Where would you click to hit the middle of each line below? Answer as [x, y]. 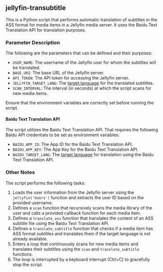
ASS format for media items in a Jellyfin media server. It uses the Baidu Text [81, 25]
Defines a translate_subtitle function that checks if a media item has [83, 228]
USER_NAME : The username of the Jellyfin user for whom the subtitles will [84, 63]
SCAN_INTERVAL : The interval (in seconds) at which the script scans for [82, 88]
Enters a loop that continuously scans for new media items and [75, 244]
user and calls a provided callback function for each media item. [77, 213]
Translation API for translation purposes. [46, 30]
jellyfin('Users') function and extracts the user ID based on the [78, 197]
